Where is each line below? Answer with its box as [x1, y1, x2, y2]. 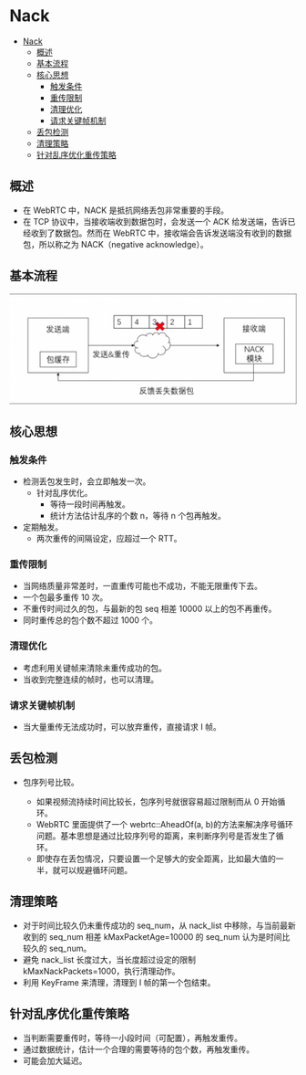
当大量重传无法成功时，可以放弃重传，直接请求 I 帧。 [22, 722, 221, 732]
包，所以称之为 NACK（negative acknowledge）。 [22, 238, 209, 249]
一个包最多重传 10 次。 [22, 592, 108, 603]
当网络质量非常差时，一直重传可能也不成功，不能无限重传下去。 [22, 581, 262, 592]
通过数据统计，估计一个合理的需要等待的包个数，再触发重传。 [22, 1043, 255, 1055]
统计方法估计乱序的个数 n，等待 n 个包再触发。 [49, 511, 226, 522]
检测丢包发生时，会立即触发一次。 [22, 476, 151, 487]
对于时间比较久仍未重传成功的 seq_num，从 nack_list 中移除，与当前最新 [22, 920, 296, 931]
